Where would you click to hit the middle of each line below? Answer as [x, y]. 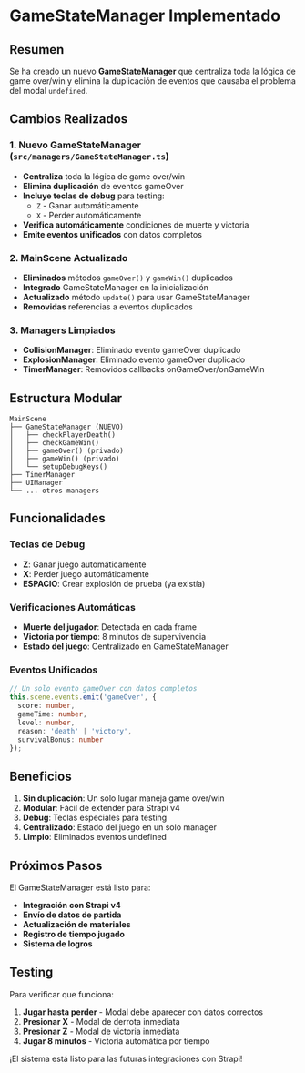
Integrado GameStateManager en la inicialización [116, 287]
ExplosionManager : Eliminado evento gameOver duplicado [134, 359]
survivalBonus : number [61, 739]
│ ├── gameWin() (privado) [65, 459]
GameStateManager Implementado [145, 16]
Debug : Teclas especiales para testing [95, 818]
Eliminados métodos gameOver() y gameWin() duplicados [128, 278]
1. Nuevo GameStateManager [75, 145]
